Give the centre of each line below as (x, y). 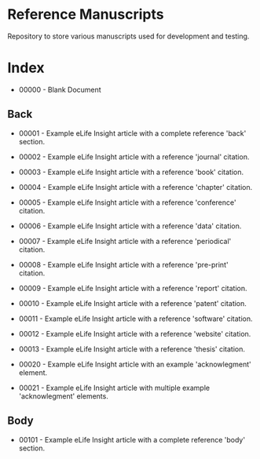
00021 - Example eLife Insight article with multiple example (114, 388)
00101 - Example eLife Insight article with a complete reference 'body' (132, 439)
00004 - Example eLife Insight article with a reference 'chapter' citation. (135, 187)
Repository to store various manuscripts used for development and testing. (128, 36)
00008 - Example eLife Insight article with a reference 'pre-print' (123, 264)
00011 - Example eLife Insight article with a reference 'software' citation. (135, 319)
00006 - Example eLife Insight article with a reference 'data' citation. (130, 226)
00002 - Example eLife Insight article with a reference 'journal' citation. (134, 157)
